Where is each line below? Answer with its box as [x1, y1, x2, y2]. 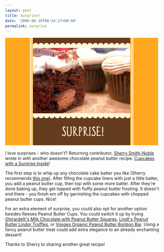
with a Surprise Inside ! [5, 161, 50, 167]
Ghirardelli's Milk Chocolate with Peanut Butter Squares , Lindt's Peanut [5, 216, 148, 222]
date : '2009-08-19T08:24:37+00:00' [5, 18, 78, 23]
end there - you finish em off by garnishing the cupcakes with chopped [5, 191, 149, 197]
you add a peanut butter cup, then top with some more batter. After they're [5, 181, 156, 187]
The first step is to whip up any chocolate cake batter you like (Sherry [5, 170, 146, 176]
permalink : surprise [5, 24, 47, 28]
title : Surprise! [5, 13, 41, 18]
